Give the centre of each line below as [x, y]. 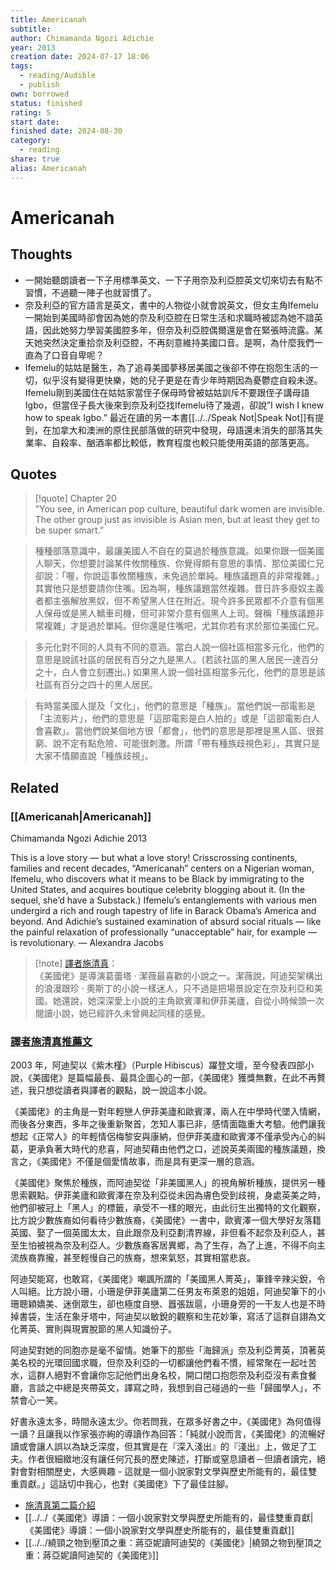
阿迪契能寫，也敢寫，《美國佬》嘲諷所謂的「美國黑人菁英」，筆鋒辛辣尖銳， [163, 1279]
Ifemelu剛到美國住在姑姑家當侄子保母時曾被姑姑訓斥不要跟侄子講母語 [167, 392]
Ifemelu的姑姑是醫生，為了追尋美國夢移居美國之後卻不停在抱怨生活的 [167, 367]
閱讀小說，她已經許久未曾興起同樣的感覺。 [122, 1013]
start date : [35, 122]
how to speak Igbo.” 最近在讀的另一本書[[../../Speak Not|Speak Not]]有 [170, 417]
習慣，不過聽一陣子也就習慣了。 [90, 292]
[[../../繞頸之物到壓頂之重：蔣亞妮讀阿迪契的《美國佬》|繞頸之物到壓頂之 [173, 1543]
